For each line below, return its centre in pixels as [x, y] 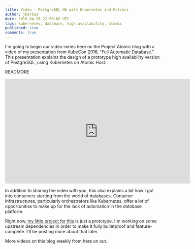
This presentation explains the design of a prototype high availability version [82, 57]
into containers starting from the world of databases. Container [69, 196]
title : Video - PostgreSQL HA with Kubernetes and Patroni [67, 10]
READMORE [17, 72]
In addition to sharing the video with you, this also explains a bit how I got [80, 191]
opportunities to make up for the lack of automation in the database [73, 206]
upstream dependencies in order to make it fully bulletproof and [70, 226]
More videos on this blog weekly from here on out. [56, 241]
